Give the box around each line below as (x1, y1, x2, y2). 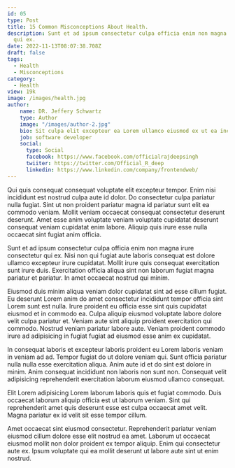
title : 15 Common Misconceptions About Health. (7, 23, 149, 30)
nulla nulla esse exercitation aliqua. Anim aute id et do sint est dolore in (7, 360, 212, 368)
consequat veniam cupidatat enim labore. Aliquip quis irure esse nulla (7, 222, 208, 231)
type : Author (20, 114, 58, 121)
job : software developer (20, 134, 92, 141)
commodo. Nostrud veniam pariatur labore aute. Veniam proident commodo (7, 324, 226, 332)
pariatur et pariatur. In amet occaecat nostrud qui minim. (7, 274, 170, 282)
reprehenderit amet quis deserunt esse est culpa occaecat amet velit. (7, 403, 208, 411)
